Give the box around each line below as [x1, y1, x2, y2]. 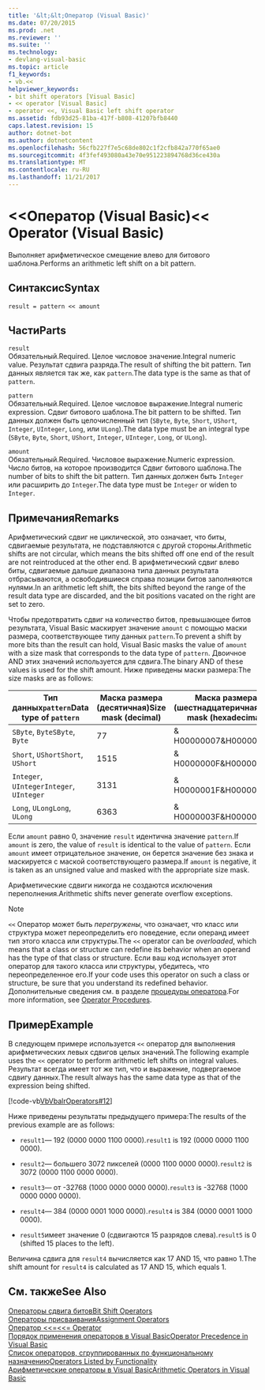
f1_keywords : [8, 70, 51, 78]
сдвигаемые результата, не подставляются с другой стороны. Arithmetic [8, 541, 252, 550]
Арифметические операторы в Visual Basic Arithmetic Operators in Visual [8, 1365, 250, 1374]
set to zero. [8, 600, 45, 609]
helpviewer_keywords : [8, 85, 80, 93]
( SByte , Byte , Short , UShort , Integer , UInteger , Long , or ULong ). [8, 432, 207, 443]
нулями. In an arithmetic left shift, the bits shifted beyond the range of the [8, 582, 246, 593]
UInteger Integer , [12, 781, 76, 792]
